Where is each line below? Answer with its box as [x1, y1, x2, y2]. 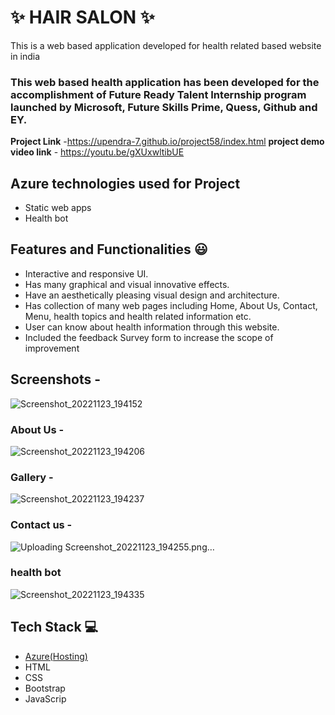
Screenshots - [10, 371, 102, 388]
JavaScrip [24, 692, 67, 705]
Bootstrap [24, 682, 66, 694]
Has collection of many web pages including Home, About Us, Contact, [24, 299, 318, 311]
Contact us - [10, 518, 73, 532]
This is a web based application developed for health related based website [10, 39, 322, 51]
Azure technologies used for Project [10, 175, 241, 192]
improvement [24, 342, 80, 354]
